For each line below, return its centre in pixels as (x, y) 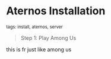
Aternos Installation (56, 11)
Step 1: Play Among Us (48, 38)
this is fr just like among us (39, 49)
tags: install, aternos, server (35, 27)
